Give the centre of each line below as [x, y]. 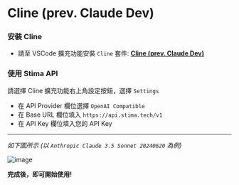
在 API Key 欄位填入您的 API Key [65, 123]
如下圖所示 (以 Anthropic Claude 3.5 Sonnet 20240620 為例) [95, 145]
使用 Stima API [33, 74]
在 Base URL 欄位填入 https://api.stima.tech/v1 [90, 115]
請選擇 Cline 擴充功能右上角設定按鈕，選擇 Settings [83, 90]
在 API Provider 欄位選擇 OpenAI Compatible [81, 105]
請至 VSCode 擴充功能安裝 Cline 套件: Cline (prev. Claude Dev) [111, 53]
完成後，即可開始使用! [40, 174]
